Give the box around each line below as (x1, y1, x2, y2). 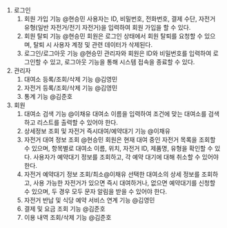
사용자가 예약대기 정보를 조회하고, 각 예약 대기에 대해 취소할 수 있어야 (33, 153, 219, 161)
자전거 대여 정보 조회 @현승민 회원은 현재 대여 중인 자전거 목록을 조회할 (23, 135, 216, 144)
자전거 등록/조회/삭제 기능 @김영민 (23, 84, 118, 92)
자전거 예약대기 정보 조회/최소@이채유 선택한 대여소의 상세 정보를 (23, 170, 200, 178)
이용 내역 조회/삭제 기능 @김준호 (23, 213, 112, 221)
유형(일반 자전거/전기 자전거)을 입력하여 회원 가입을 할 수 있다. (23, 23, 191, 31)
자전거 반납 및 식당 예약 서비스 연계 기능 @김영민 (23, 196, 155, 204)
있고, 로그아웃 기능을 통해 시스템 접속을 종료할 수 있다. (49, 58, 195, 66)
